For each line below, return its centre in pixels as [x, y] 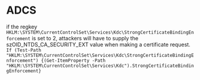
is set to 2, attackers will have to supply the [85, 38]
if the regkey [22, 27]
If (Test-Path [24, 50]
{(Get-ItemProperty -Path [73, 60]
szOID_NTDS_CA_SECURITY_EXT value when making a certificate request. [98, 44]
